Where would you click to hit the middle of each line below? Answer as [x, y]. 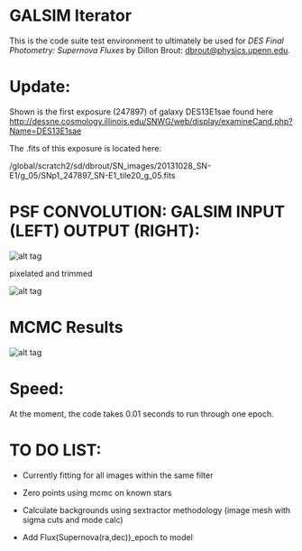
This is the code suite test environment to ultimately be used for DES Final [146, 41]
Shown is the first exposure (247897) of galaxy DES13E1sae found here [141, 111]
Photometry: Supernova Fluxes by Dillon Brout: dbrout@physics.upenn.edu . [150, 50]
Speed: [37, 388]
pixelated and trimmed [51, 273]
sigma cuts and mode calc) [73, 519]
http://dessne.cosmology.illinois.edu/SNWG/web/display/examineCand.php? [151, 121]
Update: [40, 87]
